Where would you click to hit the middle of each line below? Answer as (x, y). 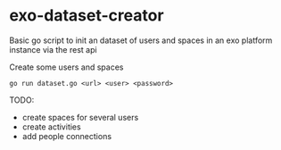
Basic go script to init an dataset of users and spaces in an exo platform (141, 40)
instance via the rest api (53, 49)
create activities (52, 127)
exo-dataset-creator (87, 16)
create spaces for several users (80, 117)
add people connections (67, 136)
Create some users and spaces (66, 67)
